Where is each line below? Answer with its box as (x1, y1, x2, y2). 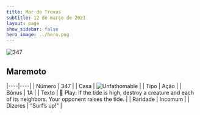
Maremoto (6, 66, 47, 76)
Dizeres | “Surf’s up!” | (6, 102, 62, 109)
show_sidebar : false (6, 26, 59, 32)
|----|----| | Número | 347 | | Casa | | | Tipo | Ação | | (6, 82, 182, 89)
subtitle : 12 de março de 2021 (6, 15, 86, 21)
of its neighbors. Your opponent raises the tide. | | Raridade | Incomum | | (6, 95, 190, 103)
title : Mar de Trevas (6, 9, 62, 15)
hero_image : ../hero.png (6, 32, 70, 38)
